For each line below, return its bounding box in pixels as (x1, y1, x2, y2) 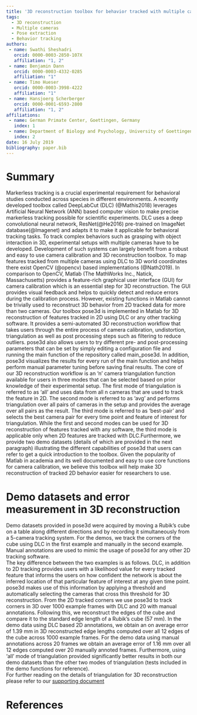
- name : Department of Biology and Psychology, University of (8, 128, 164, 135)
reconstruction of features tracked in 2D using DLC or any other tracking (6, 314, 181, 321)
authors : (6, 42, 28, 47)
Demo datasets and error (6, 490, 130, 503)
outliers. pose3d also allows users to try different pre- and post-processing (6, 339, 188, 346)
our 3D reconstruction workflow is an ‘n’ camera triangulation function (6, 370, 176, 377)
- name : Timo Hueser (8, 80, 59, 86)
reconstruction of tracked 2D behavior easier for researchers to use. (6, 469, 171, 476)
